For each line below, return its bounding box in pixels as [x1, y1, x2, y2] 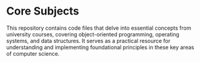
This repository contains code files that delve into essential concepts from [6, 24, 192, 31]
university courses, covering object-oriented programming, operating [6, 30, 180, 38]
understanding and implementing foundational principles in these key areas [6, 44, 195, 51]
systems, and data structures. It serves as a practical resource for [6, 37, 171, 44]
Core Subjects [6, 4, 79, 18]
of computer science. [6, 50, 60, 57]
